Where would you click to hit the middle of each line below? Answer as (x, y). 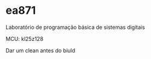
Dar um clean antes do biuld (41, 50)
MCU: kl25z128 (24, 39)
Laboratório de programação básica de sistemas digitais (75, 27)
